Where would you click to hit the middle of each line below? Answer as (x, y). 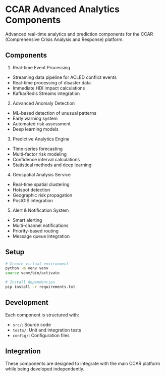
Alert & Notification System (41, 210)
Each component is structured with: (42, 315)
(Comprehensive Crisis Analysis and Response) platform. (64, 39)
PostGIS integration (33, 200)
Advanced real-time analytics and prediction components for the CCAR (79, 34)
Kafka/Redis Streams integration (46, 93)
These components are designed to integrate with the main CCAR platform (83, 363)
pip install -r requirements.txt (40, 287)
